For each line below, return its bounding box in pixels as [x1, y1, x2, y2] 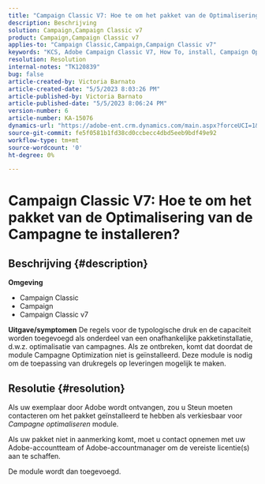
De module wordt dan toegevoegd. [8, 467, 121, 476]
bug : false [8, 70, 44, 78]
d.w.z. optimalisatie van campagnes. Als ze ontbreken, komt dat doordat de [8, 342, 253, 351]
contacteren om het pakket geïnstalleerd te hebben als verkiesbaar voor [8, 411, 243, 421]
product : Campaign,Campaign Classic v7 [8, 33, 140, 42]
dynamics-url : [8, 122, 55, 129]
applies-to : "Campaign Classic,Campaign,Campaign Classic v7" [8, 41, 217, 49]
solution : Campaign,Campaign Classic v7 [8, 26, 144, 34]
